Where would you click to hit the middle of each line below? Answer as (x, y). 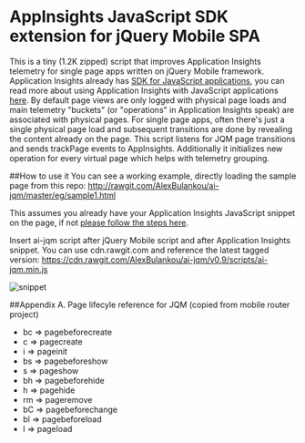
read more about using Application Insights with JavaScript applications (144, 90)
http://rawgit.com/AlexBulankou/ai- (154, 185)
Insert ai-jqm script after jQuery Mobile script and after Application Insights (150, 240)
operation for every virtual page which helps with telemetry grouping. (140, 158)
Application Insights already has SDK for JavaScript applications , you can (147, 80)
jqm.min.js (29, 269)
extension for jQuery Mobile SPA (135, 36)
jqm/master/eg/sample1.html (63, 195)
